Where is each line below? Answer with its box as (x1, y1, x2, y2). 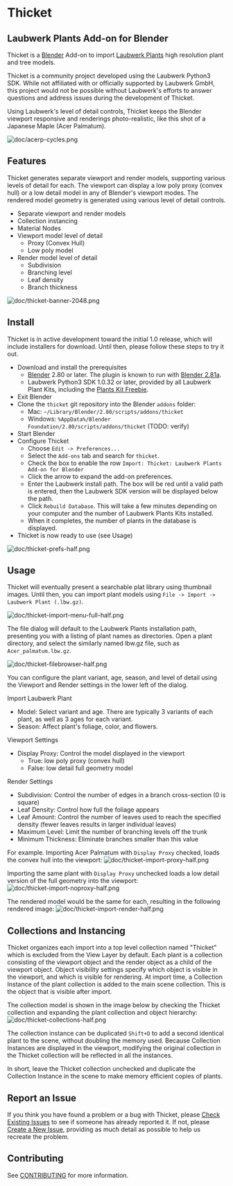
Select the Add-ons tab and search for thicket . (27, 451, 159, 460)
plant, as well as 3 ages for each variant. (17, 715, 133, 724)
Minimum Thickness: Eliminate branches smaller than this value (17, 835, 199, 844)
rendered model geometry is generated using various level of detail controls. (7, 195, 226, 204)
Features (7, 155, 46, 167)
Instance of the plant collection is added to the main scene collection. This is (7, 980, 226, 988)
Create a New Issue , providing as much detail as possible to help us (7, 1125, 201, 1134)
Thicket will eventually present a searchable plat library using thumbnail (7, 583, 212, 591)
